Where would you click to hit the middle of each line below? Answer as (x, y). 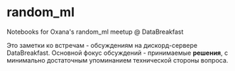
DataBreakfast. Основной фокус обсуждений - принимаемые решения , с (117, 53)
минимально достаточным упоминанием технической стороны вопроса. (117, 60)
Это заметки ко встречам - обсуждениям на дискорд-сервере (102, 45)
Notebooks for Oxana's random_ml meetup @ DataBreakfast (95, 32)
